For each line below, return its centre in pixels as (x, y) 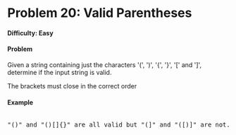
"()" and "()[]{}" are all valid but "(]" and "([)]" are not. (119, 125)
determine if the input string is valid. (60, 72)
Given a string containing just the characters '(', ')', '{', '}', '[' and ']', (105, 64)
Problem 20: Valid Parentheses (100, 13)
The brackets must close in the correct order (72, 86)
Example (20, 102)
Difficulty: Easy (31, 33)
